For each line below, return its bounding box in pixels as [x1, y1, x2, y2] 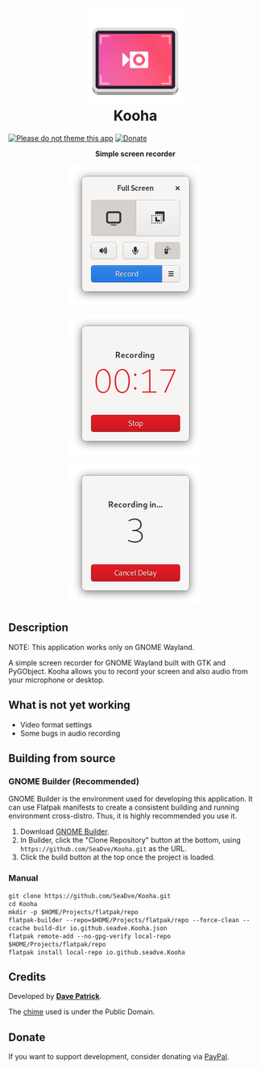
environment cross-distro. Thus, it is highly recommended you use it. [8, 811, 238, 821]
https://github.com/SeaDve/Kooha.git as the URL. [19, 844, 187, 854]
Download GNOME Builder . [19, 827, 110, 836]
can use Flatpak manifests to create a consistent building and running [8, 802, 240, 812]
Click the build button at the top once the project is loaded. [19, 852, 216, 862]
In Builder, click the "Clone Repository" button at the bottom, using [19, 835, 242, 845]
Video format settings [19, 719, 93, 729]
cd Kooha [8, 900, 38, 908]
